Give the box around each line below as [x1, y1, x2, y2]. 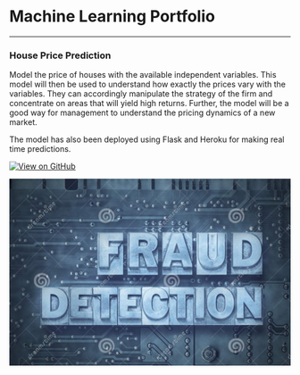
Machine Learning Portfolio [9, 6, 216, 27]
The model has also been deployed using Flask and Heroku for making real [9, 134, 285, 145]
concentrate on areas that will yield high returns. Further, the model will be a [9, 98, 289, 109]
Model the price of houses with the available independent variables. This [9, 70, 277, 80]
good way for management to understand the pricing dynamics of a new [9, 107, 276, 118]
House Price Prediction [9, 49, 112, 62]
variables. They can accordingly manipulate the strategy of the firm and [9, 88, 273, 99]
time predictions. [9, 144, 71, 154]
